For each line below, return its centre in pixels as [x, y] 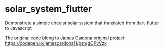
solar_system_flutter [49, 9]
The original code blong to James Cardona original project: [65, 38]
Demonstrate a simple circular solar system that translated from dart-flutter [82, 23]
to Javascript [19, 28]
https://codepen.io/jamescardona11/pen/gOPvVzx [56, 43]
